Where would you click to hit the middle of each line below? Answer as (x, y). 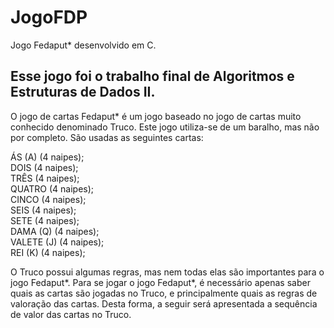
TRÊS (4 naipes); (45, 178)
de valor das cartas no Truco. (71, 314)
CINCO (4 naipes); (48, 199)
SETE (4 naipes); (45, 220)
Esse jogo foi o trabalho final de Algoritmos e (152, 76)
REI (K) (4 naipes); (48, 252)
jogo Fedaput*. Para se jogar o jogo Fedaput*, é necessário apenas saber (160, 282)
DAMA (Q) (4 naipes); (55, 231)
